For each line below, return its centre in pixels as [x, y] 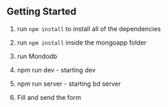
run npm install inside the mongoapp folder [82, 43]
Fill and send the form [49, 97]
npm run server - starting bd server [69, 84]
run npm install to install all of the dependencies [89, 28]
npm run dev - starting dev [56, 69]
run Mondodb [37, 56]
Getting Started [42, 12]
